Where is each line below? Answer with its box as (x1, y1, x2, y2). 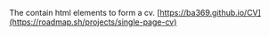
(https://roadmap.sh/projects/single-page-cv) (9, 17, 177, 27)
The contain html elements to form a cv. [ (9, 8, 160, 18)
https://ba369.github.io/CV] (159, 8, 261, 18)
